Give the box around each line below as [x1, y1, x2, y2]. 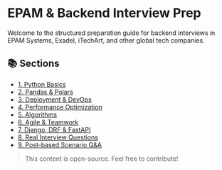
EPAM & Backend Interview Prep [7, 5, 201, 21]
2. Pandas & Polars [17, 87, 73, 96]
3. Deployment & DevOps [17, 95, 92, 104]
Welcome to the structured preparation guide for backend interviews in [7, 28, 216, 37]
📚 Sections [7, 58, 60, 70]
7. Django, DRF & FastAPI [17, 125, 91, 134]
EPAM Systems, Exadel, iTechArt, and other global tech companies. [7, 36, 205, 44]
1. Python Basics [17, 80, 66, 88]
